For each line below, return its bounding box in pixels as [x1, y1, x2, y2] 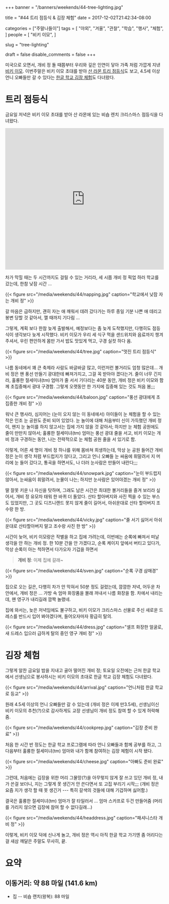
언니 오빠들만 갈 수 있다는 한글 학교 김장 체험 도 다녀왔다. [5, 74, 115, 80]
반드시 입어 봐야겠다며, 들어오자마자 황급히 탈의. [18, 613, 113, 619]
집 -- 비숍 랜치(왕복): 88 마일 [12, 893, 69, 899]
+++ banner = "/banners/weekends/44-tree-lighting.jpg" [5, 5, 123, 10]
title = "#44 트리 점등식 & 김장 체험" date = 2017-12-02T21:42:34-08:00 [5, 15, 151, 21]
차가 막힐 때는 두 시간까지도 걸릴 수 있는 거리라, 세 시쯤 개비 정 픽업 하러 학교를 [5, 274, 159, 280]
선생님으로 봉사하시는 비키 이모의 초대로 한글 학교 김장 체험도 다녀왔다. [14, 674, 153, 680]
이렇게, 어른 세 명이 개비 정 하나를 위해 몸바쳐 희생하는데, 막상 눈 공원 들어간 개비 [5, 447, 163, 453]
